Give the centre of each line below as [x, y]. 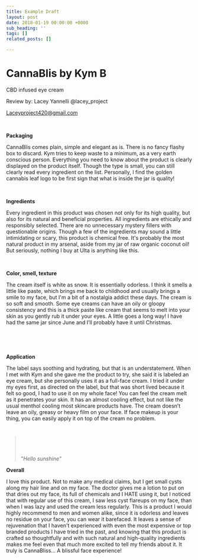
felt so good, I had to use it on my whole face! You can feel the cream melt [97, 393]
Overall [15, 470]
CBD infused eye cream [35, 90]
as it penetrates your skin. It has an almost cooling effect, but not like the [95, 399]
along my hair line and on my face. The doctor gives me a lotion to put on [95, 487]
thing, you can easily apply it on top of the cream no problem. [81, 418]
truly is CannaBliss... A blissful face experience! [64, 551]
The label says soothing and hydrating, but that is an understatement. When [98, 368]
